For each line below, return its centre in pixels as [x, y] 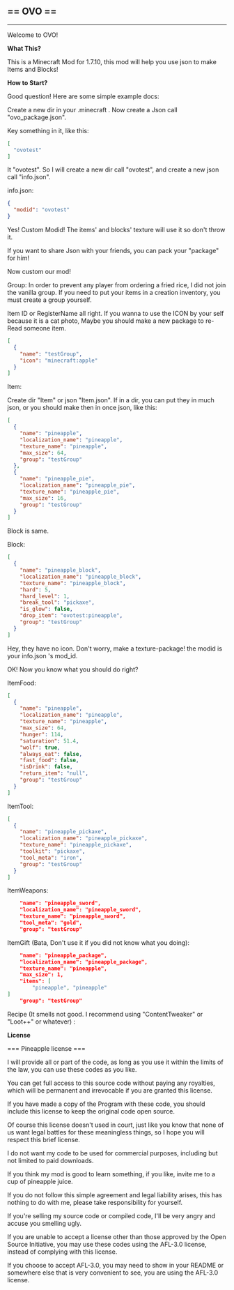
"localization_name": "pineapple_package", [84, 962]
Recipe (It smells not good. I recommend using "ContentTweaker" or [105, 1014]
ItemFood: [22, 683]
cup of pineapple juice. [40, 1181]
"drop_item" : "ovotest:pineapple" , [71, 616]
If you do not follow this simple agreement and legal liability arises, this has [115, 1194]
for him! [18, 258]
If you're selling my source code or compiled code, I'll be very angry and [111, 1215]
